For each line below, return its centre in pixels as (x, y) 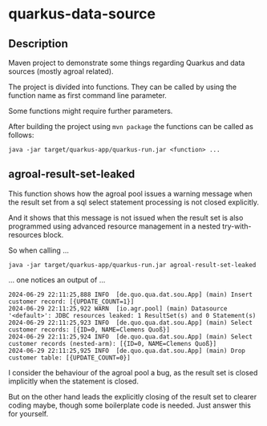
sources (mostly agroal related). (61, 71)
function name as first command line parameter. (87, 95)
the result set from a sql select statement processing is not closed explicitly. (133, 202)
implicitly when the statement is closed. (73, 381)
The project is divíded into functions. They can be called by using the (123, 87)
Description (38, 44)
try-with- (237, 226)
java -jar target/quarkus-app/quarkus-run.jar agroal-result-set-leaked (132, 265)
